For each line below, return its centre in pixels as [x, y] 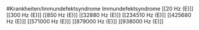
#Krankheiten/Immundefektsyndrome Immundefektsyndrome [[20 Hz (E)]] [100, 9]
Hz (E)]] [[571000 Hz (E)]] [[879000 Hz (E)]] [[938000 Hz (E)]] [85, 21]
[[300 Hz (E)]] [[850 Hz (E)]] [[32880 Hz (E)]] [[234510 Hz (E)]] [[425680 [99, 15]
